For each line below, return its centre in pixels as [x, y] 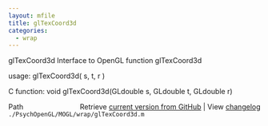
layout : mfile [32, 16]
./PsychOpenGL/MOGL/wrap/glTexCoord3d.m [77, 115]
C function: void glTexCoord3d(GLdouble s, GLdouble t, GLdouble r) [121, 92]
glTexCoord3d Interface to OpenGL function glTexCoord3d [105, 61]
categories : [28, 30]
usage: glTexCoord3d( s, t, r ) [57, 76]
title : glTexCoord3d [43, 23]
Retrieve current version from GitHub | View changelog [170, 107]
